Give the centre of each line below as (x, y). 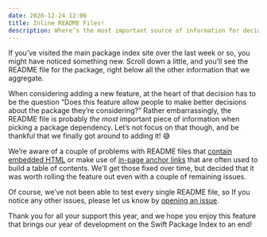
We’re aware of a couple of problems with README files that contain (120, 151)
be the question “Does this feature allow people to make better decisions (128, 102)
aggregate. (26, 78)
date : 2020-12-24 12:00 (48, 16)
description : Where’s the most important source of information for (124, 30)
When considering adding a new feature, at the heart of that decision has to (132, 94)
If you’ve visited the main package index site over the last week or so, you (129, 53)
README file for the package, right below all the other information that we (129, 70)
